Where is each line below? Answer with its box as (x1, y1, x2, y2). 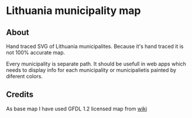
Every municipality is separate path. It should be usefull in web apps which (6, 60, 186, 67)
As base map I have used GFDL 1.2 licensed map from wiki (6, 105, 148, 112)
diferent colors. (6, 73, 43, 79)
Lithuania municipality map (6, 4, 142, 18)
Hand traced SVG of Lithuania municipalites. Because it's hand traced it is (6, 43, 184, 50)
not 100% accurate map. (6, 49, 66, 56)
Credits (6, 89, 34, 100)
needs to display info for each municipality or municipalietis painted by (6, 67, 177, 74)
